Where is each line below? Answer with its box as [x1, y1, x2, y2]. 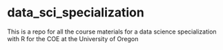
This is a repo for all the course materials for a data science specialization [7, 27, 217, 36]
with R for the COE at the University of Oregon [7, 34, 139, 42]
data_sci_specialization [7, 5, 145, 21]
